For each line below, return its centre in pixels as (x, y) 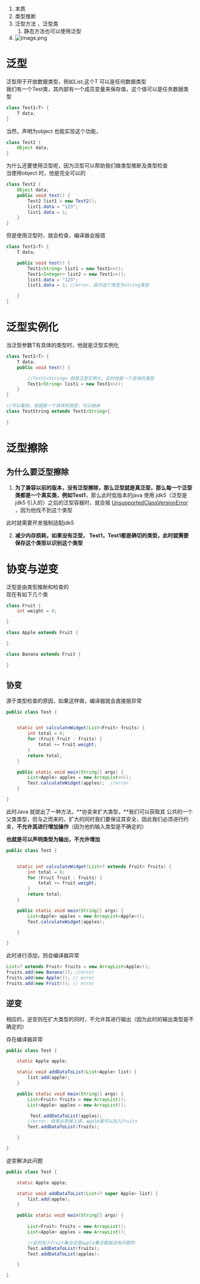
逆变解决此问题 (24, 1160)
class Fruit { (24, 606)
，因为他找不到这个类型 (43, 510)
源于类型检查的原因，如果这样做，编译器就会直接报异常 (74, 701)
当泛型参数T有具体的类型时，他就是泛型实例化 (63, 345)
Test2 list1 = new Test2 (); (62, 201)
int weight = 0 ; (37, 611)
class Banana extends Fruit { (44, 654)
